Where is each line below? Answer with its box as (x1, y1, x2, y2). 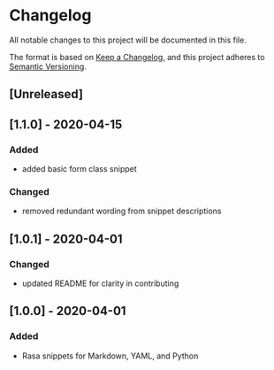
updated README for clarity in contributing (21, 278, 179, 289)
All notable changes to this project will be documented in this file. (9, 35, 247, 45)
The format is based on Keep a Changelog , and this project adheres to (9, 51, 265, 62)
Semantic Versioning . (9, 61, 87, 72)
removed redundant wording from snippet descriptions (21, 205, 222, 217)
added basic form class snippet (21, 164, 137, 174)
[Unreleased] (9, 87, 84, 102)
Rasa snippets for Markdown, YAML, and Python (21, 351, 199, 361)
